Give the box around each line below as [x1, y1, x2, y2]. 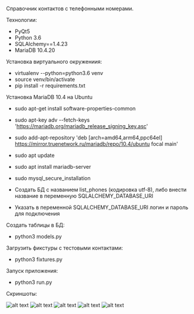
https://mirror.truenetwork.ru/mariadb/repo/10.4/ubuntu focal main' [14, 140, 178, 147]
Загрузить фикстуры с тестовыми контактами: [6, 244, 123, 251]
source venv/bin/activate [14, 76, 75, 83]
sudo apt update [14, 152, 55, 159]
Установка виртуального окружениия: [6, 58, 102, 65]
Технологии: [6, 17, 37, 23]
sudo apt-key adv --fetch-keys [14, 116, 90, 123]
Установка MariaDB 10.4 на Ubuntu [6, 94, 93, 100]
